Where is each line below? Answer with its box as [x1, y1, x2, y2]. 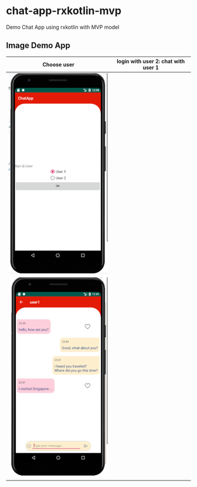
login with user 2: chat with [117, 58, 185, 65]
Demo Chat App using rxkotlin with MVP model [6, 23, 120, 31]
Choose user [42, 61, 75, 68]
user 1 [142, 64, 159, 71]
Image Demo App [6, 41, 70, 51]
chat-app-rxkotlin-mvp [6, 4, 122, 18]
